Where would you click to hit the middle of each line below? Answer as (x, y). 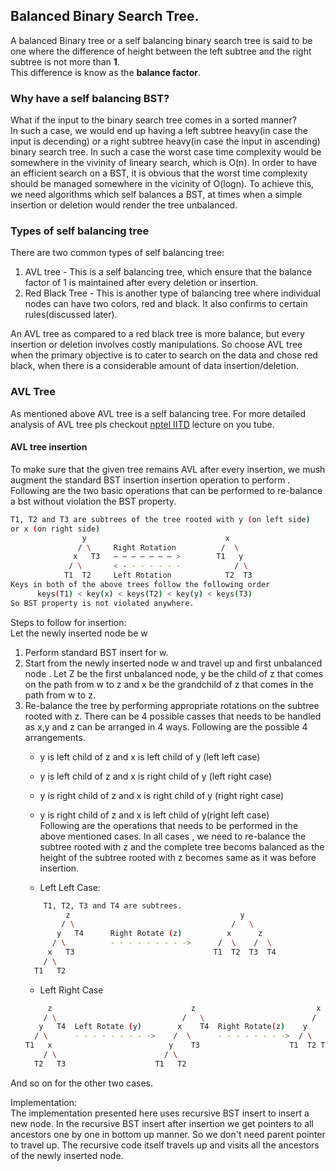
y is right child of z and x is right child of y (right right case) (162, 795)
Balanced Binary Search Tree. (105, 16)
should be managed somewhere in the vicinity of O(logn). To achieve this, (162, 184)
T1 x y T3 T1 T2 (170, 1045)
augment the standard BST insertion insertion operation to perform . (150, 480)
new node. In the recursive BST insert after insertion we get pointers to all (162, 1123)
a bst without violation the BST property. (93, 501)
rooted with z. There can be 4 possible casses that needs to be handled (173, 716)
